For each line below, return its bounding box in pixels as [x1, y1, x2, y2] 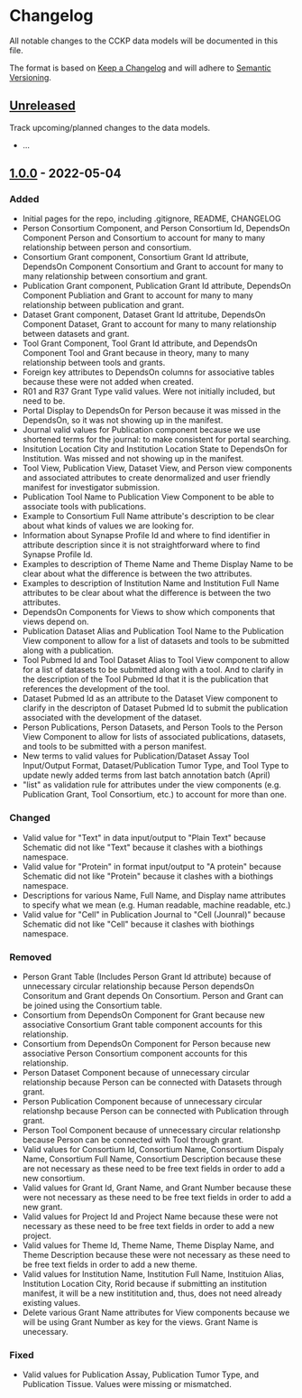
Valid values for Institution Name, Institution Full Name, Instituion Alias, [22, 1269, 285, 1280]
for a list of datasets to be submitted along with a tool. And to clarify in [22, 665, 284, 676]
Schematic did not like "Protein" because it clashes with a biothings [22, 871, 273, 881]
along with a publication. [22, 645, 114, 656]
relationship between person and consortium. [22, 242, 192, 253]
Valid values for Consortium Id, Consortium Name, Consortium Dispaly [22, 1144, 284, 1155]
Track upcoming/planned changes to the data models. [9, 122, 211, 133]
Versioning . [9, 71, 52, 82]
